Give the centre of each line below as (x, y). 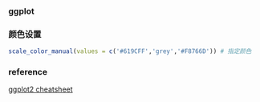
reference (28, 72)
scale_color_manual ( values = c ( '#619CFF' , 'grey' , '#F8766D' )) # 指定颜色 (130, 51)
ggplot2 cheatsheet (41, 89)
